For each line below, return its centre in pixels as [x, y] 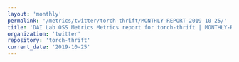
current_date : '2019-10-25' [49, 47]
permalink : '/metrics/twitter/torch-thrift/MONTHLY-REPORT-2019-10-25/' [117, 21]
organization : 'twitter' [44, 34]
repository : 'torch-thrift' [49, 41]
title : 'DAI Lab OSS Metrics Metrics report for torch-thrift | [105, 27]
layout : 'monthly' [34, 14]
